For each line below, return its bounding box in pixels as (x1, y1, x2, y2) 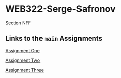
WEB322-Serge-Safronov (5, 3, 116, 15)
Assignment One (5, 47, 41, 53)
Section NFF (5, 20, 31, 26)
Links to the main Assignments (5, 34, 103, 43)
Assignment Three (5, 67, 44, 73)
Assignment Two (5, 57, 41, 63)
